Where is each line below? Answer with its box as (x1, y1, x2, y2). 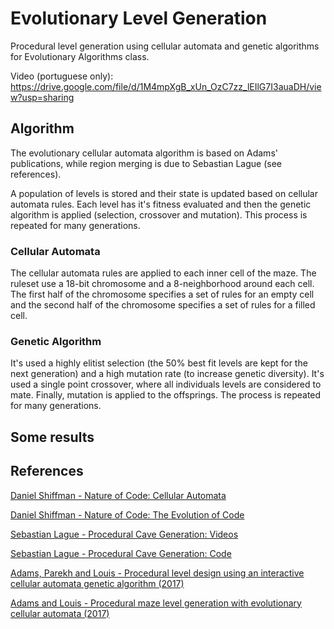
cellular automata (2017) (10, 607, 110, 619)
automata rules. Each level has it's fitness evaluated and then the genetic (10, 198, 312, 210)
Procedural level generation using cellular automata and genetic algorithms (10, 40, 320, 52)
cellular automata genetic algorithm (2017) (10, 577, 185, 589)
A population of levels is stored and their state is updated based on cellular (10, 187, 318, 199)
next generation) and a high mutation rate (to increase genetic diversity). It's (10, 368, 325, 380)
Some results (10, 428, 95, 446)
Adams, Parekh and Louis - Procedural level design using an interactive (10, 567, 305, 579)
